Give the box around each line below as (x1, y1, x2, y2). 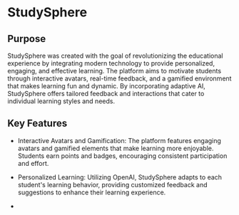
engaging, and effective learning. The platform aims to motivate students (7, 67, 222, 75)
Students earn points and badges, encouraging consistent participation (17, 151, 228, 160)
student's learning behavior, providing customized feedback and (17, 180, 208, 189)
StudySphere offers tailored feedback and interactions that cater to (7, 90, 205, 98)
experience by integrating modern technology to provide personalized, (7, 59, 215, 68)
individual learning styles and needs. (7, 97, 116, 105)
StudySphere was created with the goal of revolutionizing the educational (7, 51, 223, 60)
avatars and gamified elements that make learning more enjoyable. (17, 144, 214, 152)
